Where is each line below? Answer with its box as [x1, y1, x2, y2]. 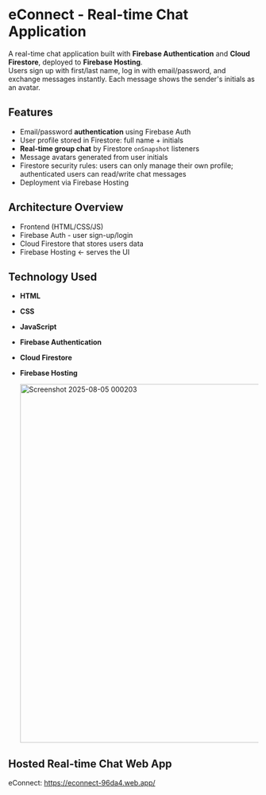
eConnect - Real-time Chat [8, 6, 189, 24]
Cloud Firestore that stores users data [19, 239, 145, 248]
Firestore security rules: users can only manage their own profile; [19, 161, 234, 170]
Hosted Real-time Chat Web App [8, 757, 172, 770]
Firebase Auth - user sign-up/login [19, 230, 133, 240]
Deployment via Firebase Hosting [19, 177, 129, 187]
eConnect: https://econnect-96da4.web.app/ [8, 778, 156, 788]
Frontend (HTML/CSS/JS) [19, 221, 104, 232]
